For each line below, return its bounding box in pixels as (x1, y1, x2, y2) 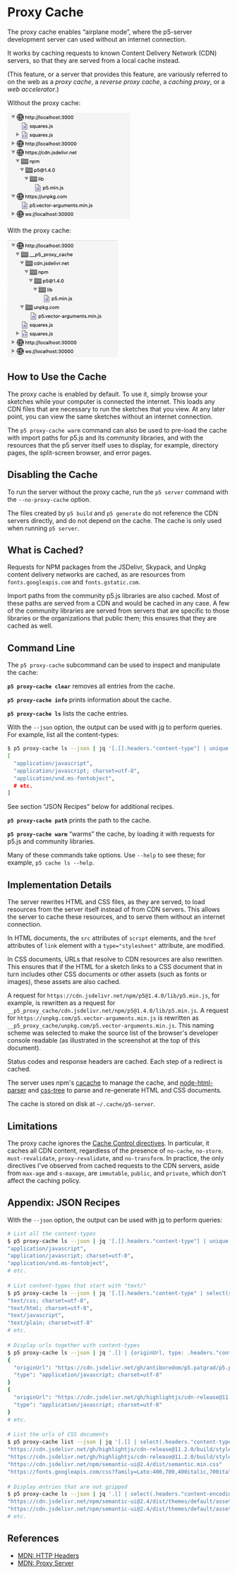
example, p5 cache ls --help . (7, 858, 95, 867)
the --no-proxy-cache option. (7, 495, 92, 503)
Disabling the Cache (7, 469, 98, 481)
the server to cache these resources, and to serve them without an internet (7, 913, 226, 921)
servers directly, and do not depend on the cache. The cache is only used (7, 516, 222, 524)
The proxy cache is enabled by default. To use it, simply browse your (7, 390, 208, 398)
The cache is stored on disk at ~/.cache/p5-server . (7, 1100, 156, 1108)
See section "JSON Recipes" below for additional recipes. (7, 803, 174, 811)
